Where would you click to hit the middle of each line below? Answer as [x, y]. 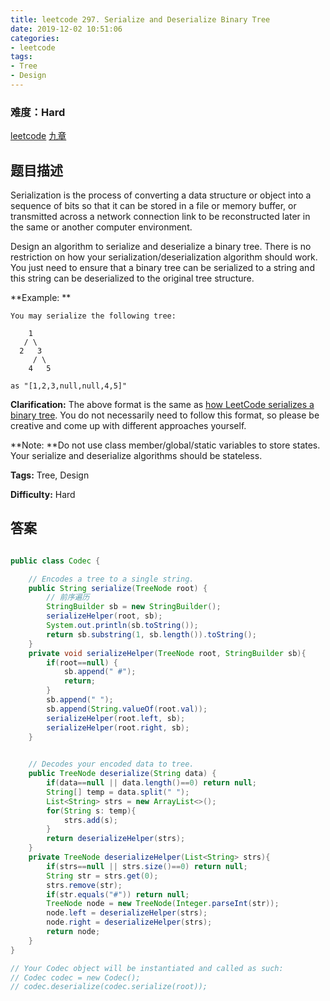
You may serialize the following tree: [93, 316]
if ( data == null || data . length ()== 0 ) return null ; [151, 783]
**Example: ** [41, 297]
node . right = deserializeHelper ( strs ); [129, 922]
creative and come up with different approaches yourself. [128, 425]
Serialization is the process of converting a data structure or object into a [161, 195]
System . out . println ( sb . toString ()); [122, 626]
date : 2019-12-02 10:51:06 [66, 29]
